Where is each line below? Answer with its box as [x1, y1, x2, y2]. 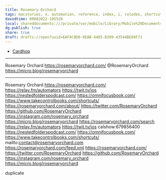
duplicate [5, 170, 24, 176]
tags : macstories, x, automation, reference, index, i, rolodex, [5, 12, 142, 17]
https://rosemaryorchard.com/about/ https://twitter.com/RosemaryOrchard [5, 103, 157, 108]
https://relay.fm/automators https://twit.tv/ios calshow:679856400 [5, 124, 140, 130]
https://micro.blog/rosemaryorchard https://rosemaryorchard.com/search [5, 118, 155, 124]
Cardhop [12, 48, 31, 54]
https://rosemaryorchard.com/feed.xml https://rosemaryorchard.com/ [5, 144, 147, 150]
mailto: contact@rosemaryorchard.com [5, 139, 84, 145]
